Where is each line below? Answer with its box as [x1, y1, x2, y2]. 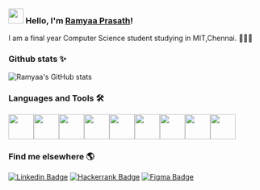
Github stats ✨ [8, 53, 67, 64]
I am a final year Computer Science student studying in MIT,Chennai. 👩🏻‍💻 [8, 33, 253, 43]
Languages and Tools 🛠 [8, 93, 105, 104]
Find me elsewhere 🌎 [8, 151, 95, 162]
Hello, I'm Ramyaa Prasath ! [25, 14, 133, 26]
